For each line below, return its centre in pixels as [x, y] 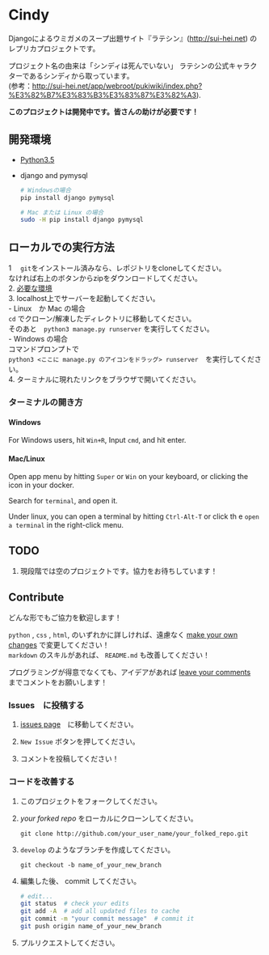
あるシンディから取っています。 [82, 75]
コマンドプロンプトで [44, 349]
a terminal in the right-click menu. [66, 525]
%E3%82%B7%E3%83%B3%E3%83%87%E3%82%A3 [103, 95]
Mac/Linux [27, 458]
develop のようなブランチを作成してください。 [97, 849]
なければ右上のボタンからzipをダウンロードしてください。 [105, 278]
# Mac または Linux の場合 [62, 212]
